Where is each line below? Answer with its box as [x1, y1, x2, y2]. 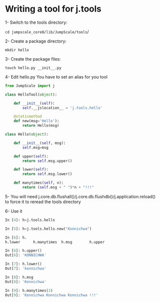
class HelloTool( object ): [5, 92, 57, 97]
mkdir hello [5, 48, 29, 52]
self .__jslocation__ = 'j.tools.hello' [22, 105, 103, 110]
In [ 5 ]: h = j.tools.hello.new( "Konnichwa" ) [5, 226, 92, 231]
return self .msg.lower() [22, 172, 73, 176]
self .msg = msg [22, 145, 49, 150]
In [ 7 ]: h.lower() [5, 262, 42, 267]
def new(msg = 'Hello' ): [14, 119, 59, 124]
